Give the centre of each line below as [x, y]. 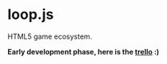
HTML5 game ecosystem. [50, 36]
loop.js [31, 15]
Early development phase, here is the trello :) [83, 51]
